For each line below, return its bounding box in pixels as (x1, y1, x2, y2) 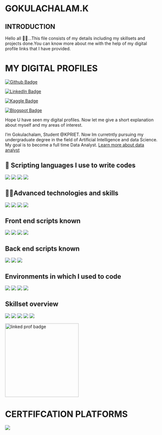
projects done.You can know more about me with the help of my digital (5, 41, 147, 46)
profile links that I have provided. (5, 46, 71, 51)
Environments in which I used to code (5, 272, 121, 281)
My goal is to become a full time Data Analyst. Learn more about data (5, 142, 144, 148)
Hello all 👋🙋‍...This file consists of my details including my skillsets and (5, 35, 145, 41)
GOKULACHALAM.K (5, 3, 89, 14)
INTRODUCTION (5, 22, 56, 31)
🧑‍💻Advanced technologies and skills (5, 189, 119, 197)
